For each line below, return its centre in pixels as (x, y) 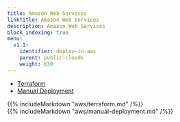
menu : (15, 39)
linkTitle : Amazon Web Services (53, 20)
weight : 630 (36, 64)
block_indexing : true (38, 32)
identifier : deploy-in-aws (58, 52)
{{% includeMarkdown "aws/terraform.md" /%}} (75, 104)
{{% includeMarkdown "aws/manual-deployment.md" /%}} (90, 111)
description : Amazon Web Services (56, 26)
